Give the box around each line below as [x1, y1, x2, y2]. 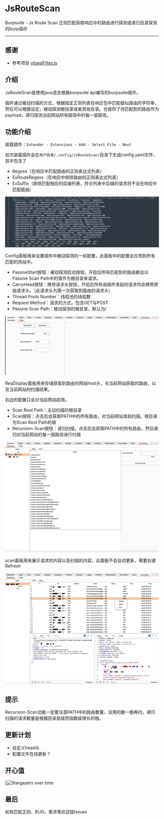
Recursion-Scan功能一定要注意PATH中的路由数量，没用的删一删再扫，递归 [5, 709, 155, 715]
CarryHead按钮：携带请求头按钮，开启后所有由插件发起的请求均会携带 [12, 281, 154, 287]
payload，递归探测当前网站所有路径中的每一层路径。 [5, 112, 111, 118]
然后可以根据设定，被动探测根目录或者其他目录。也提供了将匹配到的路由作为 [5, 106, 159, 112]
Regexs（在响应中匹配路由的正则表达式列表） [12, 168, 104, 174]
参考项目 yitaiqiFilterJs [12, 60, 58, 66]
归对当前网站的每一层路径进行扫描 [12, 431, 81, 437]
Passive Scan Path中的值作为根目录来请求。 [12, 275, 101, 281]
